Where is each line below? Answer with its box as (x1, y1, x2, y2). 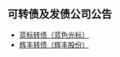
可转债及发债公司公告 (7, 7, 112, 21)
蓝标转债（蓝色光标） (18, 30, 89, 40)
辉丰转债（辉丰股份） (18, 40, 89, 49)
